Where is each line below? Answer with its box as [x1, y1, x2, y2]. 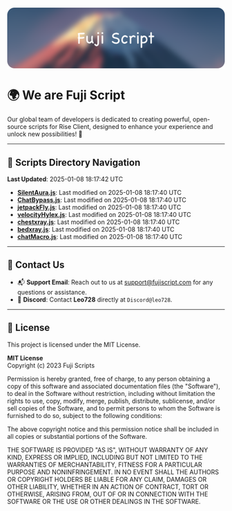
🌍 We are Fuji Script [7, 87, 126, 103]
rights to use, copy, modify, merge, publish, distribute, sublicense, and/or [7, 397, 215, 405]
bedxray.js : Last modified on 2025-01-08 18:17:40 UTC [17, 225, 175, 234]
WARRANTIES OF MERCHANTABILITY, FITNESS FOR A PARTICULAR [7, 460, 202, 469]
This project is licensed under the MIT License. [7, 340, 141, 349]
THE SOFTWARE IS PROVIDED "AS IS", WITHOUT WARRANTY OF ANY [7, 445, 209, 454]
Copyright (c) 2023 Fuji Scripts [7, 361, 95, 370]
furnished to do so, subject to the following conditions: [7, 411, 162, 419]
